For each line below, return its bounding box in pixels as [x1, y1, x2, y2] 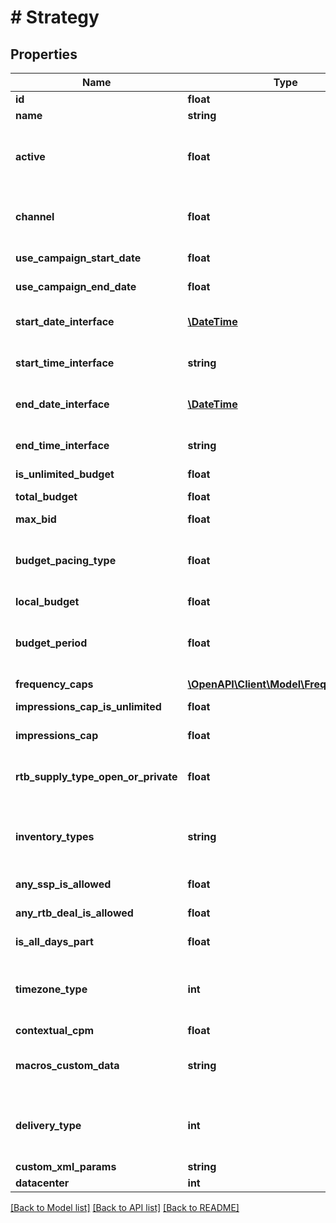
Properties [10, 46, 78, 63]
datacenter [15, 1176, 70, 1190]
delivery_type [15, 1119, 82, 1132]
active [15, 150, 46, 163]
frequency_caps [15, 677, 94, 691]
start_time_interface [15, 356, 115, 370]
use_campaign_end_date [15, 280, 137, 293]
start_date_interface [15, 315, 115, 328]
